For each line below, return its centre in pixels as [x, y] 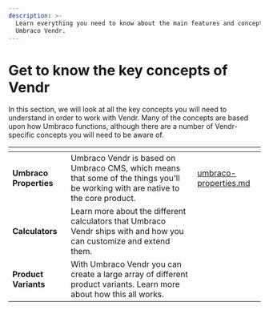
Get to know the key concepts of [118, 70]
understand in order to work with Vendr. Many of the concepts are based [128, 118]
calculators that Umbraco [118, 221]
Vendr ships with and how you [127, 231]
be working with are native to [125, 188]
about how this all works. [117, 295]
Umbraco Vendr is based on [123, 159]
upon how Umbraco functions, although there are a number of [111, 127]
